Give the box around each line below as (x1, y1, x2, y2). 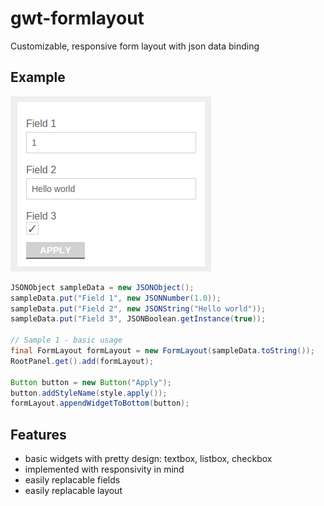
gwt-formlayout (10, 7, 145, 30)
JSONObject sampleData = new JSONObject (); (10, 282, 195, 292)
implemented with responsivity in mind (24, 463, 185, 476)
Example (10, 69, 66, 86)
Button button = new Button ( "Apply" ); (10, 377, 172, 387)
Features (10, 426, 67, 443)
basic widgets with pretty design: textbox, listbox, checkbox (24, 453, 273, 465)
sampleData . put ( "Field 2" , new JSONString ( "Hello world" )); (10, 303, 267, 314)
